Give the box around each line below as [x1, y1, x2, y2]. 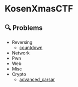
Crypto [11, 71, 26, 77]
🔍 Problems [4, 23, 43, 32]
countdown [19, 44, 43, 50]
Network [11, 50, 30, 55]
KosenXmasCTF [4, 3, 73, 14]
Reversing [11, 39, 33, 45]
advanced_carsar [19, 76, 55, 82]
